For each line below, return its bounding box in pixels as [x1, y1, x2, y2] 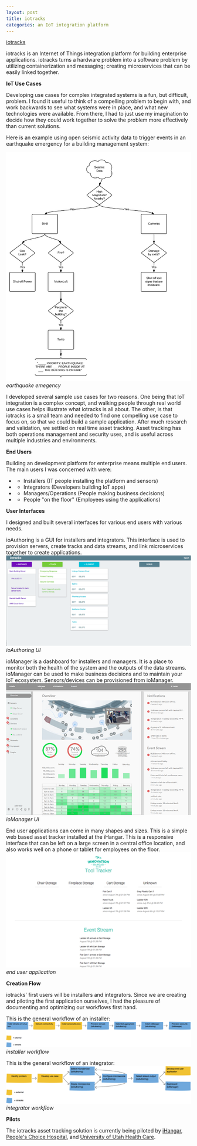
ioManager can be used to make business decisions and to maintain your [6, 670, 183, 678]
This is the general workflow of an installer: [6, 1015, 110, 1022]
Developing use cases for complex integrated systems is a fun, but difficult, [6, 92, 189, 99]
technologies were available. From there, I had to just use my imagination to [6, 110, 189, 117]
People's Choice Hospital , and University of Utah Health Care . [6, 1133, 156, 1140]
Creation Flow [6, 980, 41, 987]
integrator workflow [6, 1104, 54, 1111]
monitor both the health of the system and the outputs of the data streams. [6, 664, 186, 671]
